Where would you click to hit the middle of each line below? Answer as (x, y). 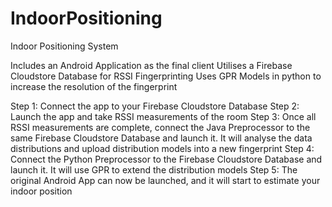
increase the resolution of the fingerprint (94, 86)
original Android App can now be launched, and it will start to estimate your (165, 180)
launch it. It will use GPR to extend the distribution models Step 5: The (154, 169)
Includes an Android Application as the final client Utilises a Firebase (151, 65)
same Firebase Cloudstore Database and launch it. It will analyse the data (161, 138)
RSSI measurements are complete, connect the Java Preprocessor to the (160, 127)
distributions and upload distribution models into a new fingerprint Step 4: (162, 148)
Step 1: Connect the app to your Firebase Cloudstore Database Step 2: (155, 106)
